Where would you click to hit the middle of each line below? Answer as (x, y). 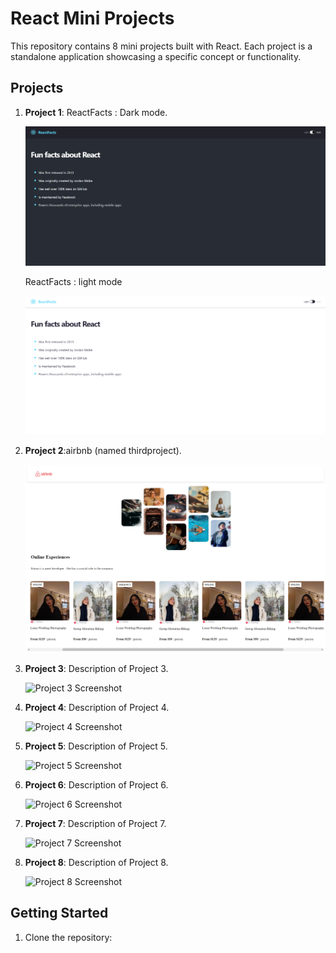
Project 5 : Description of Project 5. (96, 746)
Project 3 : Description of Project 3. (96, 668)
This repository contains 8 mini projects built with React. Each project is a (161, 46)
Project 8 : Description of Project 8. (96, 862)
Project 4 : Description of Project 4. (97, 707)
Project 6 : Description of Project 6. (96, 784)
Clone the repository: (68, 937)
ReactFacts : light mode (73, 281)
